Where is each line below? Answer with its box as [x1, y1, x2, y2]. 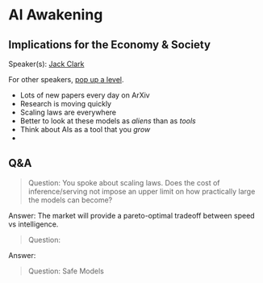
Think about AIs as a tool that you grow [19, 125, 151, 134]
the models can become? [27, 195, 113, 205]
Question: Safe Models [27, 266, 105, 276]
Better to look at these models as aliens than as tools [19, 116, 196, 126]
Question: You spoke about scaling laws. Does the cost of [27, 177, 220, 187]
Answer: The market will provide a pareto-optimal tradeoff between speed [8, 210, 256, 220]
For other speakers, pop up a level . [8, 75, 124, 84]
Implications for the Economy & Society [8, 38, 211, 52]
